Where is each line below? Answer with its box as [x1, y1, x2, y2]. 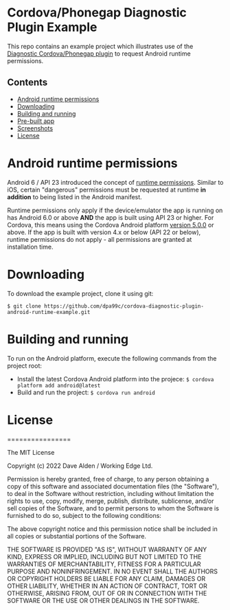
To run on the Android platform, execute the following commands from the [7, 354, 218, 362]
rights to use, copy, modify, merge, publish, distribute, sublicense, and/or [7, 497, 214, 505]
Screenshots [16, 124, 54, 132]
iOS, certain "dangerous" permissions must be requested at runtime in [7, 185, 207, 194]
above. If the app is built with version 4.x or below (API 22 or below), [7, 228, 201, 236]
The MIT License [7, 448, 55, 456]
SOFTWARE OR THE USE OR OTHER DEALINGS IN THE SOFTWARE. [7, 596, 200, 605]
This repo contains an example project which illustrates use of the [7, 42, 194, 50]
